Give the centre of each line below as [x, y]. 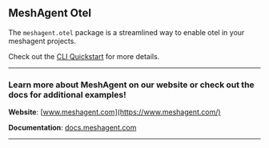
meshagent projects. [42, 41]
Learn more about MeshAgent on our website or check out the [131, 85]
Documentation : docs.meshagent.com [72, 128]
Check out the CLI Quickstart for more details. [84, 56]
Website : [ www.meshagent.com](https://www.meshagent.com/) [115, 112]
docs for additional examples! [67, 94]
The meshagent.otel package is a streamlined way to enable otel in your [126, 32]
